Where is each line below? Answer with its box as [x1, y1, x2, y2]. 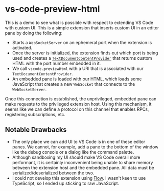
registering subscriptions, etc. [5, 111, 66, 117]
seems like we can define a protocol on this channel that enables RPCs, [5, 106, 149, 112]
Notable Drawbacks [5, 126, 67, 134]
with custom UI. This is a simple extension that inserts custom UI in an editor [5, 24, 159, 30]
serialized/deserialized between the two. [12, 170, 94, 176]
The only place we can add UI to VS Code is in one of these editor [12, 139, 145, 144]
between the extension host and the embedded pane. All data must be [12, 165, 154, 170]
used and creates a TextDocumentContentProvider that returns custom [12, 55, 153, 61]
